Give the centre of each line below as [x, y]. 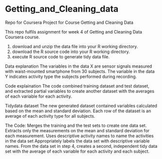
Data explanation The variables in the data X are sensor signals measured [79, 66]
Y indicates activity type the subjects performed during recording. [71, 76]
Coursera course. [23, 37]
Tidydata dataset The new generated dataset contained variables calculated [81, 106]
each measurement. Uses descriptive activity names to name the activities [79, 136]
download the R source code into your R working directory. [71, 52]
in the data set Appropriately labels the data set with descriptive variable [77, 141]
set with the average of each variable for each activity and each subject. [77, 151]
